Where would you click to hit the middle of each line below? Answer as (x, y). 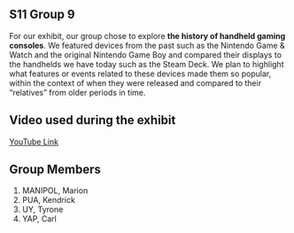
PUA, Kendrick (48, 200)
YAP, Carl (39, 219)
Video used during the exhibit (93, 120)
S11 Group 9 (42, 15)
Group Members (55, 170)
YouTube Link (34, 142)
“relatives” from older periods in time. (77, 92)
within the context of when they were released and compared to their (135, 82)
